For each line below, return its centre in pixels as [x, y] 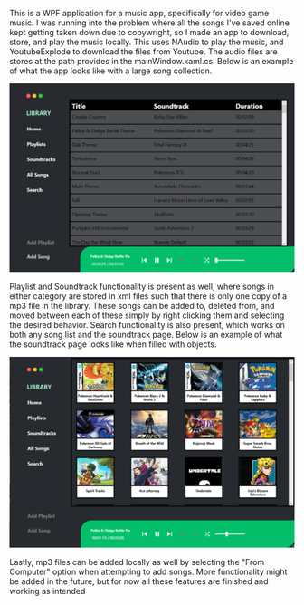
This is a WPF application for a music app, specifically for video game [139, 13]
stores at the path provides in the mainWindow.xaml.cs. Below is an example [152, 61]
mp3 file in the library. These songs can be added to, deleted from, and [142, 306]
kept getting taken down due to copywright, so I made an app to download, [149, 32]
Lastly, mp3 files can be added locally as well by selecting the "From [137, 562]
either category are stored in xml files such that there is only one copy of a [148, 296]
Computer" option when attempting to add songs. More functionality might [148, 571]
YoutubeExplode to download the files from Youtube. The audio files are [143, 52]
